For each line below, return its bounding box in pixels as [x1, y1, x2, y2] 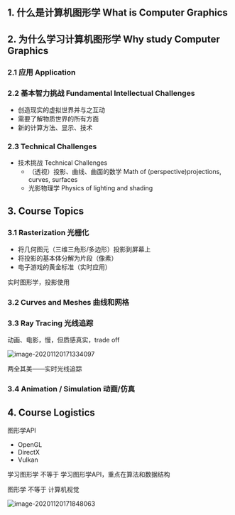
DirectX [17, 448, 40, 456]
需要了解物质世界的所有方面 [17, 114, 99, 123]
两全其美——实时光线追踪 [7, 364, 82, 373]
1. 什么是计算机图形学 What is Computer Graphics [7, 6, 229, 19]
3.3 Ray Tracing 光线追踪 [7, 318, 94, 328]
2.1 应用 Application [7, 67, 76, 77]
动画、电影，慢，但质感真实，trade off [7, 336, 120, 345]
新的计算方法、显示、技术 [17, 124, 93, 131]
